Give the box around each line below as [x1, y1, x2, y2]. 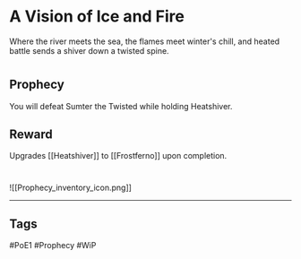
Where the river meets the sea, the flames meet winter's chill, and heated [9, 36, 280, 47]
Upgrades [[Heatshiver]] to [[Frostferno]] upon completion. [9, 151, 228, 161]
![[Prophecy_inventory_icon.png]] [9, 182, 133, 193]
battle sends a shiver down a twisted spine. [9, 45, 169, 56]
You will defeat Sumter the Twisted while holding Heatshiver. [9, 100, 233, 111]
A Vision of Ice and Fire [9, 6, 185, 27]
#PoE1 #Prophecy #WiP [9, 240, 97, 251]
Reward [9, 126, 54, 142]
